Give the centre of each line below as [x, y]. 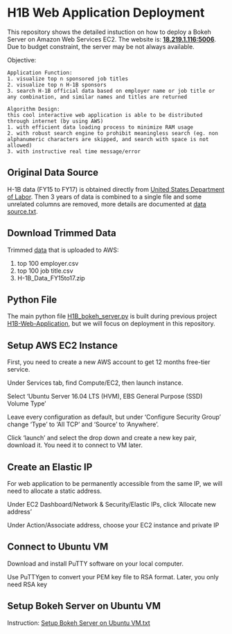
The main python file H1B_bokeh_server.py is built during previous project [112, 316]
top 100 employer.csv [48, 263]
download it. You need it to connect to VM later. [75, 445]
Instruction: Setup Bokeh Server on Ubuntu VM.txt [79, 623]
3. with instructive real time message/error [74, 151]
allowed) [20, 145]
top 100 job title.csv [45, 271]
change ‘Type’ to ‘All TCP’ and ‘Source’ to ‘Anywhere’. [83, 424]
